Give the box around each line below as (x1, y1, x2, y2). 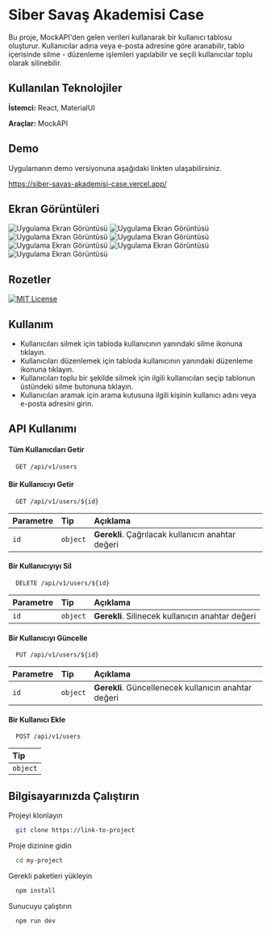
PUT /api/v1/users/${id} (15, 651, 99, 659)
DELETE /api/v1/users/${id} (15, 579, 110, 587)
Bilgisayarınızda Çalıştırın (8, 789, 140, 803)
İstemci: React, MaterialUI (8, 102, 95, 112)
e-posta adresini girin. (19, 399, 94, 408)
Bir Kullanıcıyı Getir (8, 480, 74, 489)
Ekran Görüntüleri (8, 202, 100, 215)
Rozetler (8, 273, 52, 286)
